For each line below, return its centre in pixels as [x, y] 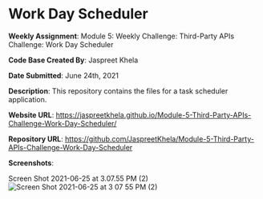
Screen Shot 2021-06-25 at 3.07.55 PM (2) [78, 178]
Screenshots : [31, 163]
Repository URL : [36, 139]
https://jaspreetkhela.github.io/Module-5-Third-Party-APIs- [154, 115]
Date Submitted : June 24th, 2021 [63, 75]
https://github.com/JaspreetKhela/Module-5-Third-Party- [160, 139]
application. [28, 99]
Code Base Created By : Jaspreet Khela [73, 60]
